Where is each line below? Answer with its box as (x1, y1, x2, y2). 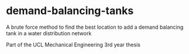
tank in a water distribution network (6, 29, 92, 36)
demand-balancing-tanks (6, 4, 134, 18)
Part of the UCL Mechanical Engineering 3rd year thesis (6, 41, 140, 48)
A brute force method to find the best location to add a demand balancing (6, 23, 184, 31)
